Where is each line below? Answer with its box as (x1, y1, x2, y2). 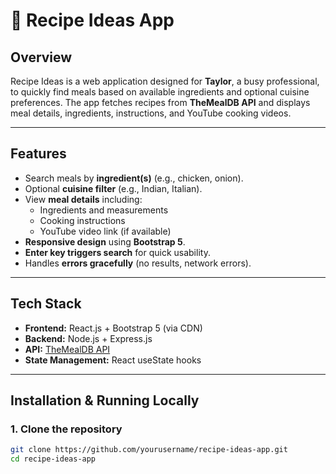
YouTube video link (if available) (39, 225, 172, 237)
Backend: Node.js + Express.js (24, 332, 153, 344)
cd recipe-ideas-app (10, 454, 97, 464)
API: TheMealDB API (24, 343, 111, 355)
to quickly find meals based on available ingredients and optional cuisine (10, 86, 310, 98)
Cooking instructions (39, 214, 126, 226)
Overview (10, 49, 73, 66)
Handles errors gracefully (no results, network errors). (24, 257, 252, 269)
